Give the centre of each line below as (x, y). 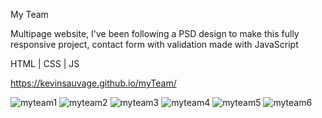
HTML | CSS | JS (45, 63)
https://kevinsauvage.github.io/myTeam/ (93, 83)
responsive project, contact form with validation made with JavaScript (154, 44)
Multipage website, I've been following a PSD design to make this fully (155, 33)
